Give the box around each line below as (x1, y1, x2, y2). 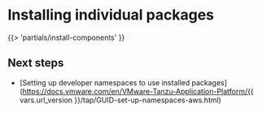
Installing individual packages (7, 6, 215, 24)
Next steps (7, 56, 64, 70)
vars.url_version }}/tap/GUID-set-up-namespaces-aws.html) (19, 95, 221, 105)
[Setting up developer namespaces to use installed (19, 77, 190, 87)
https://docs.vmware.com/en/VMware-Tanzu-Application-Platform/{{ (22, 86, 254, 96)
